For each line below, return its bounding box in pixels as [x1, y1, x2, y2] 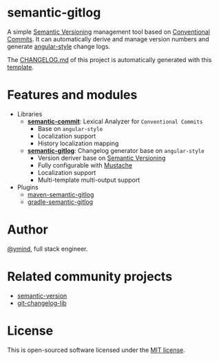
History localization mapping [37, 139, 119, 147]
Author [7, 222, 48, 238]
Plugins [17, 183, 39, 191]
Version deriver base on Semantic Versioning [37, 154, 166, 162]
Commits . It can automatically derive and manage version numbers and [7, 34, 209, 43]
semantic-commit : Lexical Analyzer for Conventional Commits [27, 117, 203, 125]
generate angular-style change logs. [7, 42, 110, 50]
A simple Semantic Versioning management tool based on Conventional [7, 28, 210, 36]
